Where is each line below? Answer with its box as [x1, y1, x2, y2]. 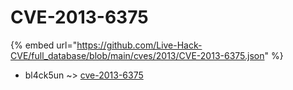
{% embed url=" [10, 39, 78, 51]
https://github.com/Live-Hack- [76, 39, 203, 51]
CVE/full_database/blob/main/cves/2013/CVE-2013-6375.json [10, 49, 265, 61]
